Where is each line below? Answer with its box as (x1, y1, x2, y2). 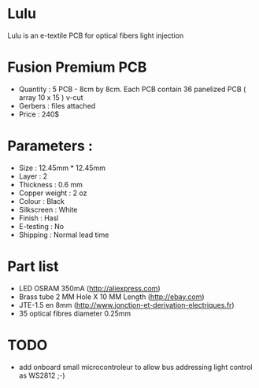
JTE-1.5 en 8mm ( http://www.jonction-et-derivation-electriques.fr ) (18, 300, 235, 309)
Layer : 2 (18, 171, 48, 181)
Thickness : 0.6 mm (18, 179, 83, 189)
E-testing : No (18, 221, 65, 231)
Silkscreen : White (18, 205, 78, 214)
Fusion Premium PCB (7, 58, 147, 76)
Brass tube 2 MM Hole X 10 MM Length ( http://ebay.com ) (18, 292, 205, 301)
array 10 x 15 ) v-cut (18, 92, 83, 102)
